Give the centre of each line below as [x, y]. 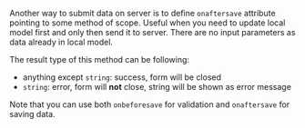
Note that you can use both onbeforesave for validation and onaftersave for [150, 104]
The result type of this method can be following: [99, 59]
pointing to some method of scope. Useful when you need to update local [147, 23]
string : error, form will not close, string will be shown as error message [157, 87]
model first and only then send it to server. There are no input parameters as [152, 32]
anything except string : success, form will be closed [122, 77]
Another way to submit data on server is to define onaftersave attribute [142, 13]
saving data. [33, 114]
